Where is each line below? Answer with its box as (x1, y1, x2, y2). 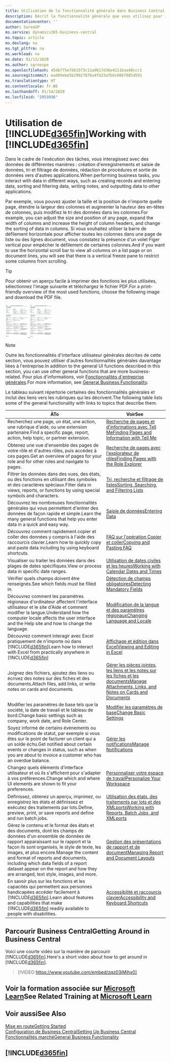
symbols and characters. (7, 492, 60, 498)
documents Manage (106, 678, 147, 684)
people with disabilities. (7, 911, 57, 917)
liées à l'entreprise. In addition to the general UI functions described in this (5, 363, 160, 369)
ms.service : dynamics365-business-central (5, 30, 97, 35)
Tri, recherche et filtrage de (106, 476, 164, 482)
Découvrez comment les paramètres (7, 593, 84, 599)
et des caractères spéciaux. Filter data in (7, 481, 92, 488)
